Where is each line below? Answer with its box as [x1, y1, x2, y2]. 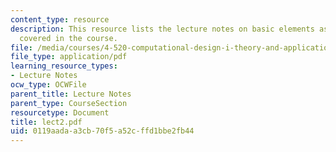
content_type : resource [10, 14, 110, 25]
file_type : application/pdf [10, 52, 128, 62]
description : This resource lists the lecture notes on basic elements [10, 24, 315, 34]
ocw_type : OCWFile [10, 80, 87, 90]
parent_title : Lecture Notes [10, 89, 132, 99]
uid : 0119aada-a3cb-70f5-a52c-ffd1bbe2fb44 [10, 126, 195, 136]
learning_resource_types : [10, 61, 118, 71]
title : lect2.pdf [10, 117, 83, 127]
